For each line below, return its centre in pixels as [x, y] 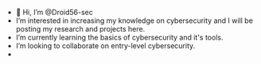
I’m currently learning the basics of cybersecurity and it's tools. [119, 37]
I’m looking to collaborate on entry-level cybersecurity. [105, 46]
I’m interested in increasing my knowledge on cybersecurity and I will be [134, 21]
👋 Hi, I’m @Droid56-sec [55, 12]
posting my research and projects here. [80, 29]
